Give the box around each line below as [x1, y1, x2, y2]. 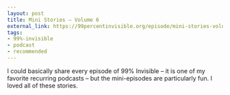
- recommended [7, 49, 48, 55]
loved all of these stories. [7, 81, 78, 90]
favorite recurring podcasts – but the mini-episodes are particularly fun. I [7, 74, 212, 82]
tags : [7, 29, 23, 36]
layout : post [7, 10, 44, 17]
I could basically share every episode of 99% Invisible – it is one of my [7, 66, 205, 75]
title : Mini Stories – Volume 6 [7, 16, 99, 23]
